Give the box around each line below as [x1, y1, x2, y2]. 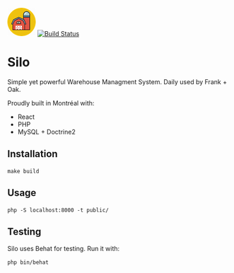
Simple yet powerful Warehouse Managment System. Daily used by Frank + [7, 77, 228, 86]
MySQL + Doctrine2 [17, 127, 76, 136]
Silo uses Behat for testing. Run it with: [7, 245, 120, 253]
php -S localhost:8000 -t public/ [7, 207, 110, 214]
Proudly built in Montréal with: [7, 98, 95, 107]
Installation [7, 148, 58, 160]
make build [7, 168, 40, 175]
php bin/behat [7, 259, 49, 266]
